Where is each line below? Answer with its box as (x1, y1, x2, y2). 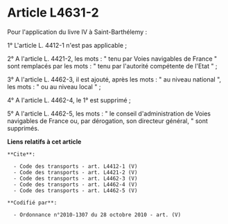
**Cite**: (7, 151, 36, 158)
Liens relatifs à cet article (7, 137, 82, 146)
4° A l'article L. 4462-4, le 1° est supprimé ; (7, 95, 132, 104)
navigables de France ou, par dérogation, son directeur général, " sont (7, 116, 208, 125)
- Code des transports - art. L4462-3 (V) (13, 175, 138, 182)
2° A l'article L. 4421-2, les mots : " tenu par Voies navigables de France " (7, 54, 217, 63)
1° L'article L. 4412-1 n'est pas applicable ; (7, 41, 127, 49)
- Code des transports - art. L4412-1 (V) (13, 162, 138, 170)
